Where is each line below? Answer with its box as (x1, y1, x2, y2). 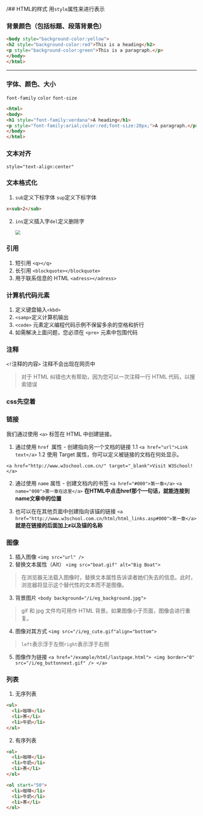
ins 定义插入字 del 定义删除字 (14, 217, 85, 224)
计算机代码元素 (6, 291, 50, 299)
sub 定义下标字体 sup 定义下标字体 (14, 194, 97, 201)
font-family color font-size (6, 95, 77, 101)
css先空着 (6, 397, 36, 406)
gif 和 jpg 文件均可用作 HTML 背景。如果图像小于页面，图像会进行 (21, 607, 185, 614)
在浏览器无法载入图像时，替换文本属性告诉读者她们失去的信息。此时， (21, 573, 196, 581)
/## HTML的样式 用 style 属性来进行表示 (6, 5, 105, 12)
